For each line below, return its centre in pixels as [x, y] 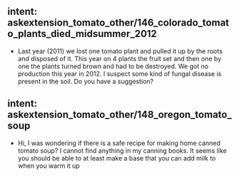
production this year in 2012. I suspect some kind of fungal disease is [119, 73]
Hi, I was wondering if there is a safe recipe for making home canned [119, 143]
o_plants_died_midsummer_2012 [82, 34]
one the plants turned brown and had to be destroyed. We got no [113, 66]
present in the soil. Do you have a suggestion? [86, 81]
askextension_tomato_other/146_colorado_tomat [118, 23]
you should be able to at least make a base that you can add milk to [117, 158]
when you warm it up [49, 166]
